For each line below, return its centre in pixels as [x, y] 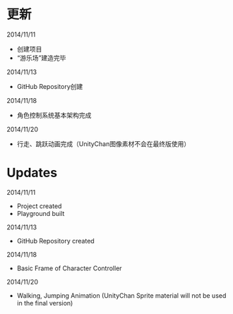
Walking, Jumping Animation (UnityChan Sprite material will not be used [121, 295]
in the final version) [45, 303]
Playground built [41, 213]
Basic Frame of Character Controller [69, 268]
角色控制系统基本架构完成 [54, 115]
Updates [32, 173]
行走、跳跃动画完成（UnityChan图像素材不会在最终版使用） [103, 144]
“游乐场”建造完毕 [41, 58]
